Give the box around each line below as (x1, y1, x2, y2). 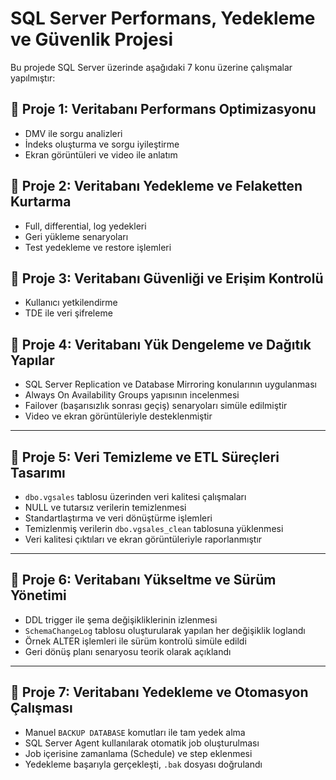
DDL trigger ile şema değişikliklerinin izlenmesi (24, 613, 218, 626)
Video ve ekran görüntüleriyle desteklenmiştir (24, 410, 213, 422)
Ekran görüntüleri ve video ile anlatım (24, 148, 178, 161)
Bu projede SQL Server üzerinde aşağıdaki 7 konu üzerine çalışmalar (10, 61, 293, 73)
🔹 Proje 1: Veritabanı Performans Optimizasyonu (10, 101, 317, 118)
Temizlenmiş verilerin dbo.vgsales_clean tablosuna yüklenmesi (24, 523, 284, 534)
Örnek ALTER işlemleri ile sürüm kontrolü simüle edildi (24, 635, 247, 647)
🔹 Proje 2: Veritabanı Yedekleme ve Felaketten (10, 178, 303, 195)
